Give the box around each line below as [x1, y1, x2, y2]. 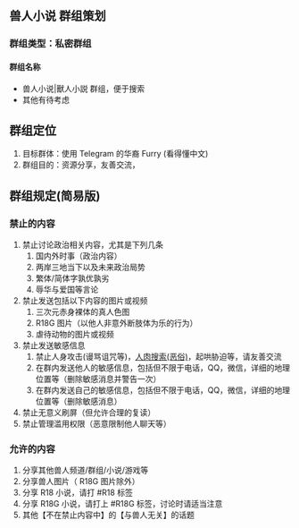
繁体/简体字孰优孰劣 [35, 273, 110, 284]
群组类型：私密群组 [9, 38, 92, 50]
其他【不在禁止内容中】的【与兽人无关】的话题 [21, 509, 195, 521]
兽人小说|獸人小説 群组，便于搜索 [21, 83, 145, 94]
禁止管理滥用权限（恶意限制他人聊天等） [21, 419, 171, 430]
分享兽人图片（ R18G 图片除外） [21, 476, 140, 487]
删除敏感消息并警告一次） [66, 374, 162, 385]
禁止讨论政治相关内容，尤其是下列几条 [21, 240, 163, 251]
